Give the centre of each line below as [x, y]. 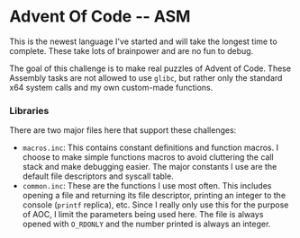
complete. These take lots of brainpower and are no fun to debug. [132, 50]
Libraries [29, 110]
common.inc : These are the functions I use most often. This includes [147, 186]
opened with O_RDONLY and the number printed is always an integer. [146, 224]
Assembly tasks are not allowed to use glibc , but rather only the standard [146, 77]
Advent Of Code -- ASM [100, 17]
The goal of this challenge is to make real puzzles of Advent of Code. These [150, 68]
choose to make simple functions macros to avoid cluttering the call [148, 157]
